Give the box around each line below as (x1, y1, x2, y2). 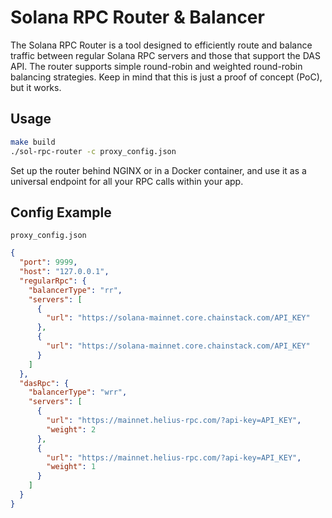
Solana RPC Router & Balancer (10, 6, 265, 29)
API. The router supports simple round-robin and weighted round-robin (10, 60, 303, 72)
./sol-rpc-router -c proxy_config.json (10, 146, 177, 156)
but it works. (10, 81, 62, 93)
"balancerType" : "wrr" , (28, 387, 128, 398)
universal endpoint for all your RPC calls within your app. (10, 175, 244, 187)
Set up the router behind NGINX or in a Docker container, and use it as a (10, 164, 307, 176)
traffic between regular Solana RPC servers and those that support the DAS (10, 49, 321, 61)
